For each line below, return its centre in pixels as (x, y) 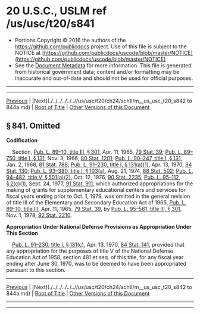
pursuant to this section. (36, 270)
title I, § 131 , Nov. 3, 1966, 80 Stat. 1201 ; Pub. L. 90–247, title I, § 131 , (100, 158)
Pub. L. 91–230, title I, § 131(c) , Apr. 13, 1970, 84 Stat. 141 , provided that (98, 244)
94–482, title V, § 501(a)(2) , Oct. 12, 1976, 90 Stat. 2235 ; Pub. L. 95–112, (93, 177)
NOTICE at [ (29, 52)
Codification (22, 140)
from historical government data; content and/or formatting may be (97, 71)
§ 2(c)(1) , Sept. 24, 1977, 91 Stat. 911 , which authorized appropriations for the (100, 184)
